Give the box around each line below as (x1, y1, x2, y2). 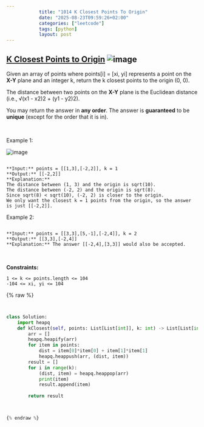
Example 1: (6, 136, 33, 144)
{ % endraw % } (6, 415, 39, 421)
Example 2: (6, 213, 35, 221)
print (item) (38, 376, 69, 382)
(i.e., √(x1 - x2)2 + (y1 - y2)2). (6, 95, 80, 102)
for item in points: (28, 342, 80, 349)
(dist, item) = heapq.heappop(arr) (38, 370, 129, 377)
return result (28, 393, 64, 399)
